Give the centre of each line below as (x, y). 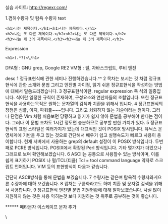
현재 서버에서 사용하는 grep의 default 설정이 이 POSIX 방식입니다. (89, 141)
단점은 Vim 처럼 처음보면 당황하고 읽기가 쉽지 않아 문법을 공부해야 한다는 (81, 116)
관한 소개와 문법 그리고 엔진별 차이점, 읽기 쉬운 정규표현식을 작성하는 (86, 85)
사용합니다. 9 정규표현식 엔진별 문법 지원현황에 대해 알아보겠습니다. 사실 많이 (86, 190)
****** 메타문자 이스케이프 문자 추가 (41, 207)
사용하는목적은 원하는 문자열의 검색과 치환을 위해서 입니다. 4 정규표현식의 (91, 104)
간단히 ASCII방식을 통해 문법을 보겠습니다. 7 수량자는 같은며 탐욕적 (71, 177)
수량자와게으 (149, 177)
